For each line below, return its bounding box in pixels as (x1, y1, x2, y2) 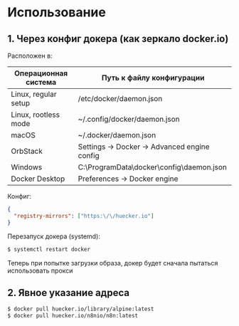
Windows (11, 162, 43, 172)
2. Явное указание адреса (7, 286, 130, 299)
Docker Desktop (11, 174, 65, 184)
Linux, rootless (11, 110, 60, 120)
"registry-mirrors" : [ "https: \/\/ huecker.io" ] (14, 212, 154, 219)
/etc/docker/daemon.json (78, 94, 163, 103)
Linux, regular (11, 90, 57, 99)
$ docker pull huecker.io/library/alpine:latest (7, 305, 154, 313)
